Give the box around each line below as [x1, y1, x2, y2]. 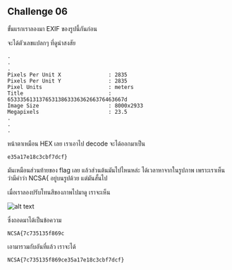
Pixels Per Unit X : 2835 [7, 71, 128, 78]
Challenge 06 [7, 6, 68, 18]
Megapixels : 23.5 [7, 108, 128, 115]
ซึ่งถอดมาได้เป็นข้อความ [7, 216, 62, 224]
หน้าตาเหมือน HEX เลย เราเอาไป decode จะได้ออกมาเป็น [7, 139, 146, 148]
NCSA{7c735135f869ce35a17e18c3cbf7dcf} [7, 256, 125, 264]
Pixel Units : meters [7, 83, 134, 90]
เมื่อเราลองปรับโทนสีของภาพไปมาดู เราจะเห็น [7, 187, 111, 196]
